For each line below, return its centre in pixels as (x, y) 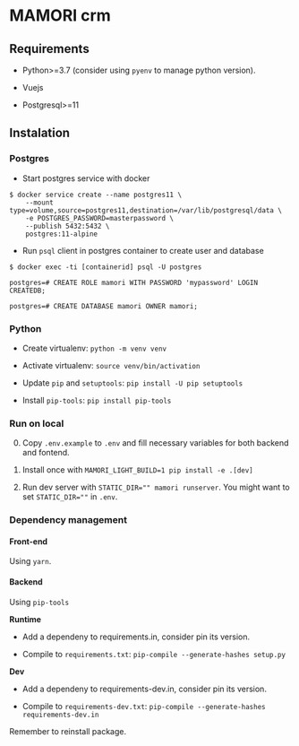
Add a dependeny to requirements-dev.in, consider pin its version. (144, 689)
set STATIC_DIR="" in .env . (70, 497)
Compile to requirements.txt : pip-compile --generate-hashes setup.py (154, 654)
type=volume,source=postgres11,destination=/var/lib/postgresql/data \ (145, 210)
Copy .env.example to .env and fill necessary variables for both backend (155, 443)
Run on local (37, 423)
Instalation (39, 133)
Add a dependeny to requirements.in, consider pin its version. (136, 637)
